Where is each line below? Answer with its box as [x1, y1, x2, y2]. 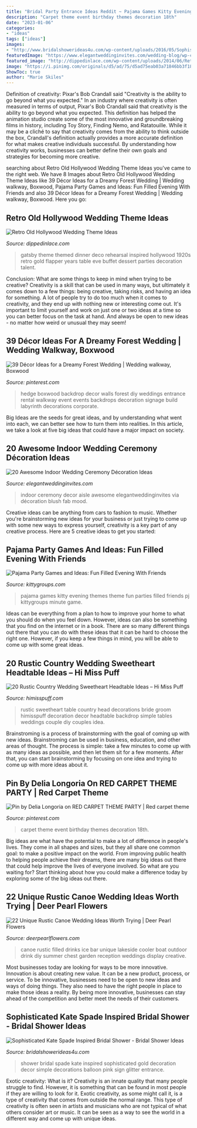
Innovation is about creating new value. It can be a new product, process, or [6, 970, 190, 977]
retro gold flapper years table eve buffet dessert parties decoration [20, 257, 183, 264]
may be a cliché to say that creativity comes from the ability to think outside [6, 128, 189, 135]
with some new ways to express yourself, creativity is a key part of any [6, 521, 177, 528]
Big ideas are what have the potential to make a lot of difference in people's [6, 838, 189, 844]
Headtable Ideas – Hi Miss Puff [6, 667, 120, 677]
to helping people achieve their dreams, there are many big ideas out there [6, 856, 186, 863]
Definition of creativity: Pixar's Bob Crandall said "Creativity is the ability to [6, 91, 186, 98]
